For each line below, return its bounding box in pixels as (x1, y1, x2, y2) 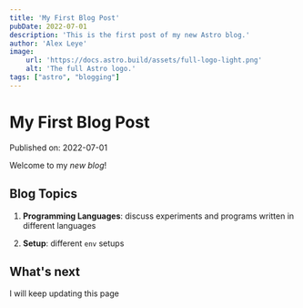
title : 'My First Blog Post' (9, 13, 120, 23)
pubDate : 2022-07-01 (9, 22, 88, 31)
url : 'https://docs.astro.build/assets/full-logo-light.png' (25, 56, 262, 65)
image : (9, 47, 35, 56)
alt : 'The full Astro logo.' (25, 65, 136, 74)
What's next (9, 263, 80, 279)
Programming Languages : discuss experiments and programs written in (22, 210, 295, 221)
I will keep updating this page (9, 288, 120, 299)
